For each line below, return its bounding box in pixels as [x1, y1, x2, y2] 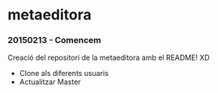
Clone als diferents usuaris [19, 69, 109, 78]
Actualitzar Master [19, 77, 82, 87]
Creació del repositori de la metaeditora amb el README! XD [7, 53, 210, 62]
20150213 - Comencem [7, 35, 102, 46]
